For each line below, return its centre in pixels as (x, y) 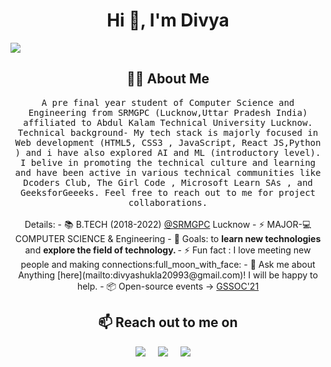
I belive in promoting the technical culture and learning (167, 162)
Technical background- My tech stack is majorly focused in (168, 132)
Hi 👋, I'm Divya (168, 20)
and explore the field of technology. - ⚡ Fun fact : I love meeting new (168, 250)
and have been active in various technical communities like (168, 172)
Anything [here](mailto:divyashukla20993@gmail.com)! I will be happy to (168, 275)
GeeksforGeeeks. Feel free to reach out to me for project (167, 192)
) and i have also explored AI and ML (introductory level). (168, 152)
